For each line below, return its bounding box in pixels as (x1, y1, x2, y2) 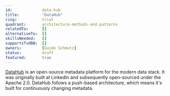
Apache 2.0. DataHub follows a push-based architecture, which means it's (5, 80, 162, 86)
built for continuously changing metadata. (5, 85, 94, 91)
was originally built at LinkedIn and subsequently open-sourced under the (5, 75, 161, 81)
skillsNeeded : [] (5, 36, 47, 41)
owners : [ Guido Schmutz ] (5, 45, 77, 51)
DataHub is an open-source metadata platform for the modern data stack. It (5, 69, 165, 75)
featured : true (5, 55, 52, 60)
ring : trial (5, 17, 54, 22)
